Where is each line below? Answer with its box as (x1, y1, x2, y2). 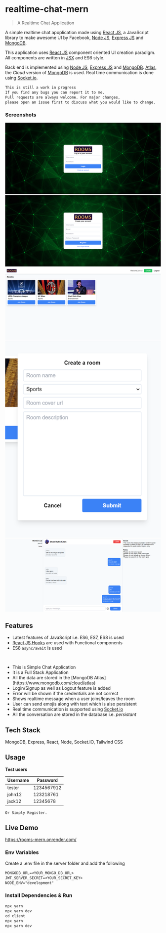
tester (7, 785, 19, 791)
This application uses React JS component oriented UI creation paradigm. (5, 49, 156, 55)
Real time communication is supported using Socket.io (12, 706, 124, 712)
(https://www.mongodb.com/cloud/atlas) (12, 680, 96, 686)
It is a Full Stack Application (12, 669, 69, 675)
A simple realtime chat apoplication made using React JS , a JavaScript (5, 29, 149, 35)
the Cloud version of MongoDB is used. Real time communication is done (5, 69, 154, 75)
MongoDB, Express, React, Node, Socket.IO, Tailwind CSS (5, 739, 124, 745)
